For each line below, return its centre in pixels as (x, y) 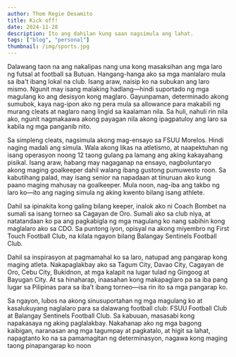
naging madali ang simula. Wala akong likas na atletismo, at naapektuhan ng (118, 148)
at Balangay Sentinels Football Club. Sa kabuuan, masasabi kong (101, 315)
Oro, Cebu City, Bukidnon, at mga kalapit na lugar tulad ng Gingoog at (108, 272)
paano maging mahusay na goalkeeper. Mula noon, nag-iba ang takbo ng (113, 185)
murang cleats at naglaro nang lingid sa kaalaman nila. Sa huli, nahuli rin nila (118, 111)
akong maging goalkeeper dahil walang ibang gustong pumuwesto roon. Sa (117, 170)
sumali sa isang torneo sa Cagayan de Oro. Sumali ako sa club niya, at (109, 213)
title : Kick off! (33, 20)
